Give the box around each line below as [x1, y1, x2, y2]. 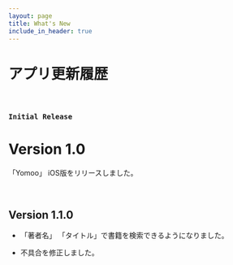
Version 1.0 [8, 140, 86, 159]
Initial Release [8, 112, 73, 122]
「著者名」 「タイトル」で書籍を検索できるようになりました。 [19, 230, 229, 240]
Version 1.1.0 [8, 208, 74, 222]
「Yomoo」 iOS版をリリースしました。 [8, 168, 138, 178]
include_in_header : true [8, 27, 93, 35]
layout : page [8, 11, 53, 20]
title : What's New [8, 20, 71, 28]
